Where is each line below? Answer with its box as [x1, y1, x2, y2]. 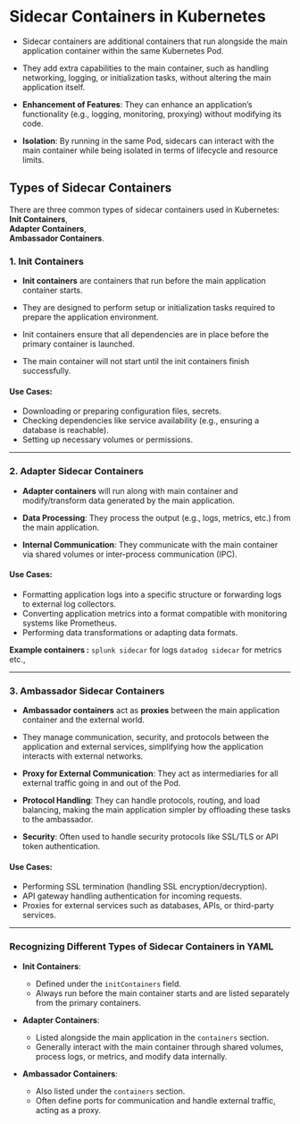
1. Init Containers [9, 255, 85, 268]
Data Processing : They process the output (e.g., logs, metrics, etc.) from [21, 512, 291, 523]
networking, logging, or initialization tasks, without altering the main [21, 72, 271, 82]
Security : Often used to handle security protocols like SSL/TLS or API [21, 831, 279, 842]
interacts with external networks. [21, 751, 144, 762]
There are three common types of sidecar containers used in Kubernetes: [9, 204, 279, 215]
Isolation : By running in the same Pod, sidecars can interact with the [21, 135, 275, 146]
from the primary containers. [35, 997, 141, 1008]
